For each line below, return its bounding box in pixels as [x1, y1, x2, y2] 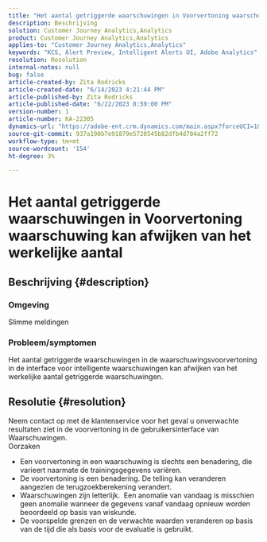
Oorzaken [8, 442, 41, 451]
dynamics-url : [8, 122, 56, 130]
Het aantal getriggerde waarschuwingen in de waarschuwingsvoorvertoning [8, 355, 257, 365]
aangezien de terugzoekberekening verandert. [19, 482, 172, 492]
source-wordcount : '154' [8, 145, 91, 153]
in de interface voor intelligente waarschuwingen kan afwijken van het [8, 363, 238, 374]
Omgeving [8, 299, 50, 310]
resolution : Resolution [8, 56, 87, 64]
